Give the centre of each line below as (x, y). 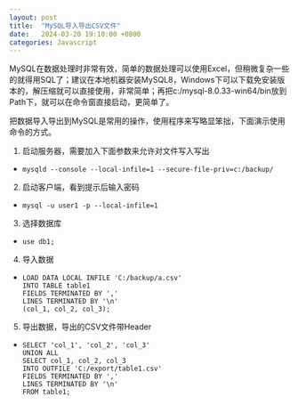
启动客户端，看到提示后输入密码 (81, 187)
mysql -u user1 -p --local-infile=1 (90, 206)
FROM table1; (46, 393)
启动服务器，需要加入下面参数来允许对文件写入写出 (116, 151)
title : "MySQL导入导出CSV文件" (65, 26)
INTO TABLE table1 (56, 286)
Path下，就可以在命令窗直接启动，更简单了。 (92, 102)
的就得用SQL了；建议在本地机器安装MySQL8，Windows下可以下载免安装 (143, 80)
